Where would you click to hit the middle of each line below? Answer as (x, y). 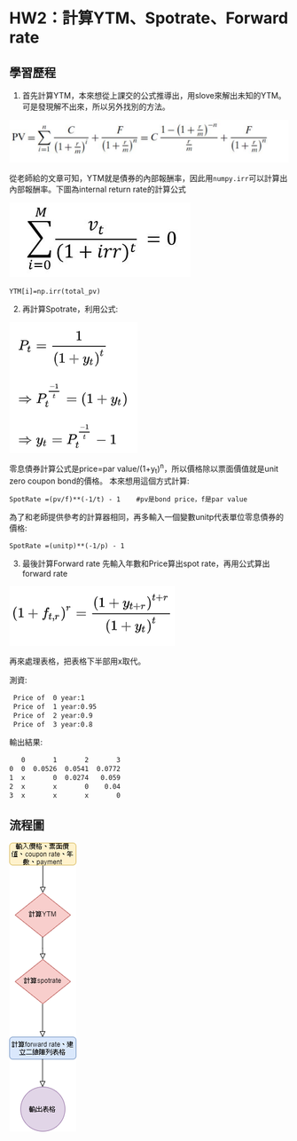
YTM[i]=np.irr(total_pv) (55, 291)
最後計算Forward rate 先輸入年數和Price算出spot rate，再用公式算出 (146, 563)
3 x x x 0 (65, 796)
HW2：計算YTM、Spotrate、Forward (149, 18)
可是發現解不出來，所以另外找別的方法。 (96, 106)
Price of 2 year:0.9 (53, 716)
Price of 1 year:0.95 (55, 707)
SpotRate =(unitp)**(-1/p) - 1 (67, 547)
